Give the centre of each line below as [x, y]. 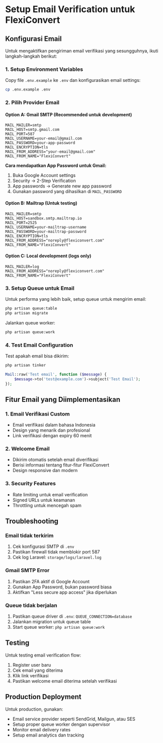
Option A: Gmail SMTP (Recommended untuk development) [69, 114]
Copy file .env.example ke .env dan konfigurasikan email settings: [73, 80]
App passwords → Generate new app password [62, 186]
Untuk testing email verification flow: [43, 655]
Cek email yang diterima [37, 670]
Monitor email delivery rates [42, 729]
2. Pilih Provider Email [32, 103]
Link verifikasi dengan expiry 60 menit [52, 436]
